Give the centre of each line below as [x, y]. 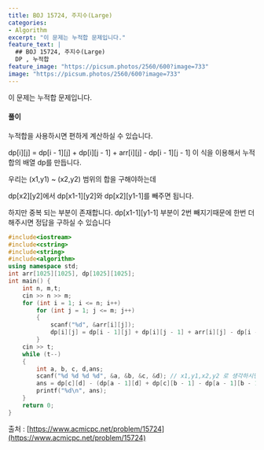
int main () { [29, 281]
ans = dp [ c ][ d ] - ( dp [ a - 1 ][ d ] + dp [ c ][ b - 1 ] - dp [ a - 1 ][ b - [144, 384]
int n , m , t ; [42, 288]
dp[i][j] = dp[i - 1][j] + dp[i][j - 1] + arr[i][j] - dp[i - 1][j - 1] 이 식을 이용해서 [125, 152]
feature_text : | [35, 45]
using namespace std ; [44, 267]
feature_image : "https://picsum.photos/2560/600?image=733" [109, 67]
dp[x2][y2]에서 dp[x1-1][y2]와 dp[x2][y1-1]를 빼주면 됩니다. [101, 195]
